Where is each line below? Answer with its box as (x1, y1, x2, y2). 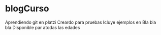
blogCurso (5, 3, 49, 14)
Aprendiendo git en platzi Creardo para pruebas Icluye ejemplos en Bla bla (5, 19, 156, 25)
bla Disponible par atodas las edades (5, 24, 80, 30)
